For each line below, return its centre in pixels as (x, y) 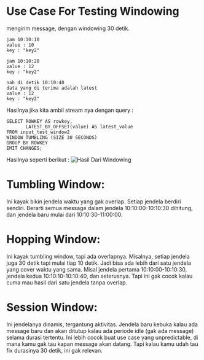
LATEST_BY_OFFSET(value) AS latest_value (79, 127)
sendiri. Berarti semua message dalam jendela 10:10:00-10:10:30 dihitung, (100, 208)
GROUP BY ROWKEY (27, 143)
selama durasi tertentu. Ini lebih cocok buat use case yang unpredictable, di (102, 337)
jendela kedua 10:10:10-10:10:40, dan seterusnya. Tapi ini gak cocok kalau (100, 276)
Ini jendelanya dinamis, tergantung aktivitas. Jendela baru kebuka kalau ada (102, 324)
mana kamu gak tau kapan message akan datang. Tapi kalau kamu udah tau (102, 344)
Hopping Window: (53, 239)
